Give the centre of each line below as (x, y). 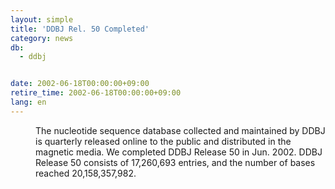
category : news (42, 38)
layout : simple (42, 19)
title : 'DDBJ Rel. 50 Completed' (80, 29)
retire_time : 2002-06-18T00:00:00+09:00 (96, 93)
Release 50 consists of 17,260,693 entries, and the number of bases (175, 162)
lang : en (28, 102)
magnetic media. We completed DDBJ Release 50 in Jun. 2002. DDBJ (179, 152)
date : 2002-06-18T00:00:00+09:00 (80, 84)
